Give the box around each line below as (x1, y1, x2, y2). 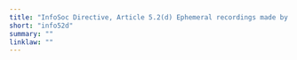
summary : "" (9, 29, 53, 38)
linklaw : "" (9, 37, 53, 47)
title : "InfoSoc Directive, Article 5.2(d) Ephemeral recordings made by (9, 12, 289, 22)
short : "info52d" (9, 21, 74, 30)
